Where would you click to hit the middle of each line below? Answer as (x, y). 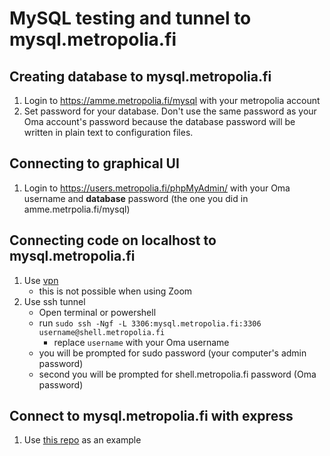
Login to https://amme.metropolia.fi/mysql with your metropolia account (172, 100)
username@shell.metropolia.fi (102, 332)
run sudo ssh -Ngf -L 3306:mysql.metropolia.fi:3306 (150, 323)
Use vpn (41, 280)
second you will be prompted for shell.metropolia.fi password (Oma (177, 374)
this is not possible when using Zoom (115, 291)
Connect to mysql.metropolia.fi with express (151, 416)
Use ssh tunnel (54, 301)
